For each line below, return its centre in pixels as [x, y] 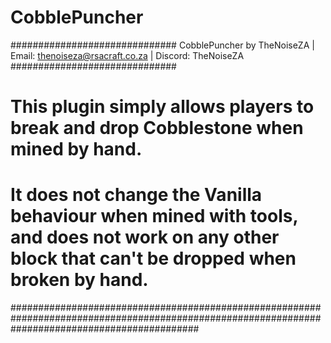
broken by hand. [79, 280]
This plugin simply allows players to [162, 107]
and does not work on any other [145, 237]
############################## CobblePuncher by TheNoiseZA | [162, 45]
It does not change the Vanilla [136, 195]
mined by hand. [76, 149]
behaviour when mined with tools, [154, 216]
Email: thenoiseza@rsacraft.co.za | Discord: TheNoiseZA [127, 55]
